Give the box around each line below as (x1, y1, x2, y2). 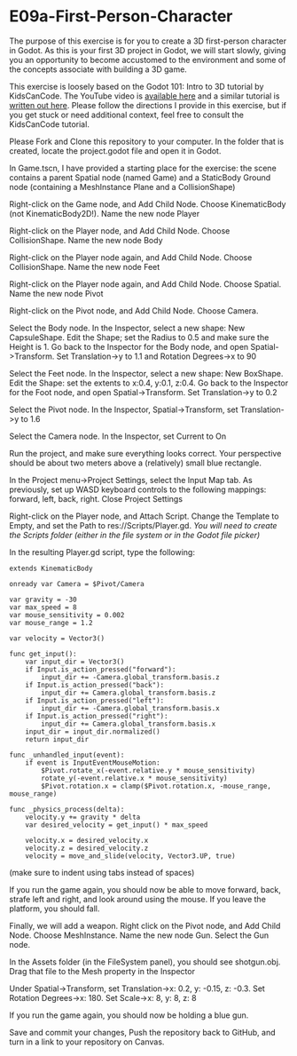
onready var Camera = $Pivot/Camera (9, 579, 145, 588)
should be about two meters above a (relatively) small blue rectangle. (9, 457, 262, 468)
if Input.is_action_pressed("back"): (25, 680, 165, 689)
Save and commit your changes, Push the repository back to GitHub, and (9, 1027, 276, 1037)
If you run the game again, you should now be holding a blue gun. (9, 1010, 249, 1020)
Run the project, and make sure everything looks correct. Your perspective (9, 448, 282, 458)
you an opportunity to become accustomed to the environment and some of (9, 54, 286, 65)
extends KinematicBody (9, 564, 93, 573)
